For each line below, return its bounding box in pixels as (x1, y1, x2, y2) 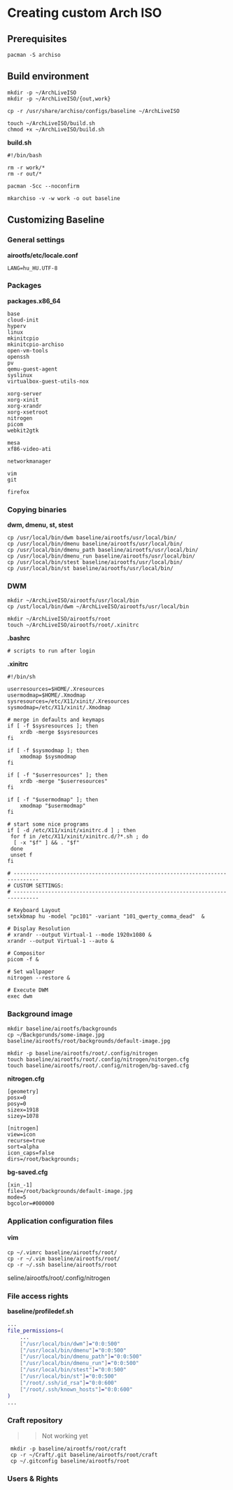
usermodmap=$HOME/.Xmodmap (7, 692, 86, 699)
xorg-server (7, 390, 42, 397)
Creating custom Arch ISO (7, 5, 162, 21)
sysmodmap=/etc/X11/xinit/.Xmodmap (7, 704, 111, 711)
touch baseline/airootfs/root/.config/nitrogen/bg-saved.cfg (7, 1062, 190, 1069)
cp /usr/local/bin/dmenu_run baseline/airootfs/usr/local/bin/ (7, 553, 196, 560)
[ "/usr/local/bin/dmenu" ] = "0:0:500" (20, 1347, 127, 1354)
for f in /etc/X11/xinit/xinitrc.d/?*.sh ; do (10, 833, 149, 840)
